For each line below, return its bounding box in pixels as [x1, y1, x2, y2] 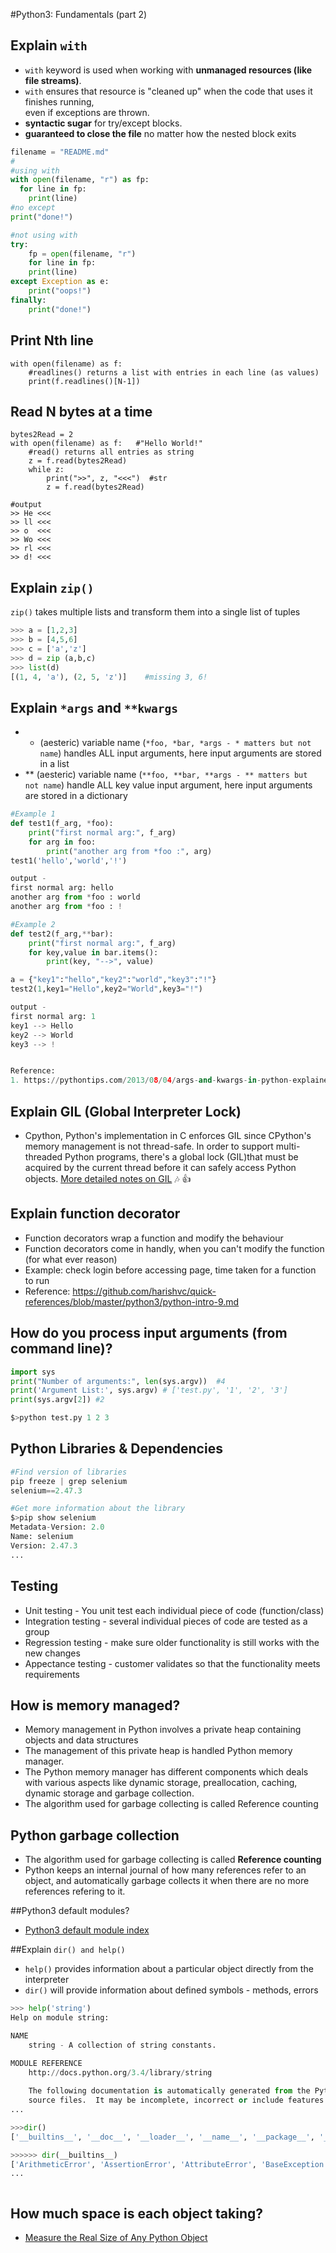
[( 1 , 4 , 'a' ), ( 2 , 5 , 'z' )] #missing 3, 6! [10, 672, 208, 682]
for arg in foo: [28, 837, 97, 847]
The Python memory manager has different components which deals [24, 1766, 309, 1778]
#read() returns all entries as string [28, 447, 195, 458]
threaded [24, 1151, 63, 1163]
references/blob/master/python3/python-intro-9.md [24, 1295, 240, 1308]
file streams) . [24, 74, 82, 86]
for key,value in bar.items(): [28, 947, 159, 958]
